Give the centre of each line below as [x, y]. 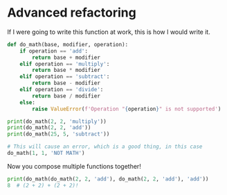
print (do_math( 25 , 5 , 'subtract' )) [58, 134]
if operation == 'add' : [54, 51]
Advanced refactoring [72, 13]
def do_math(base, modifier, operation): [68, 44]
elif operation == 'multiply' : [65, 64]
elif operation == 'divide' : [62, 90]
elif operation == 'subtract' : [65, 77]
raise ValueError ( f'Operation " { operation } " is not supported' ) [127, 109]
